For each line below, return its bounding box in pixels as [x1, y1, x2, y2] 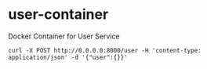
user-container [8, 5, 109, 24]
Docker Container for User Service [8, 31, 120, 41]
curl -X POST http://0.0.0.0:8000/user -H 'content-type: [8, 46, 202, 54]
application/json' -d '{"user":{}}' [8, 53, 128, 61]
